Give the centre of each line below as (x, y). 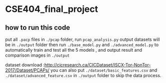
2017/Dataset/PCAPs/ (27, 70)
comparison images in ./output (37, 55)
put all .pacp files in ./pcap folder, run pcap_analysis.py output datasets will (83, 39)
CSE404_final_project (52, 9)
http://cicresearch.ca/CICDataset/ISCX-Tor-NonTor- (97, 65)
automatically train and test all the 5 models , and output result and (74, 50)
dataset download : (25, 65)
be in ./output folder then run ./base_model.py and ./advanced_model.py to (82, 45)
